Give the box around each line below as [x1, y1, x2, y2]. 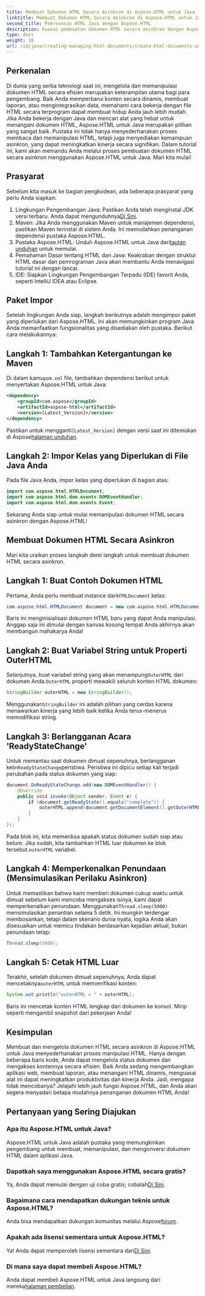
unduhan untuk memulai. [15, 245, 78, 252]
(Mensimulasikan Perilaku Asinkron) [6, 873, 148, 884]
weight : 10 [6, 37, 34, 43]
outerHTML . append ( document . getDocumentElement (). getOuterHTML [38, 805, 201, 811]
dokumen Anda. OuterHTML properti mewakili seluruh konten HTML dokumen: [6, 677, 198, 685]
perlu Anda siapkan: [6, 194, 57, 201]
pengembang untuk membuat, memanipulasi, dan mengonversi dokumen [6, 1145, 190, 1152]
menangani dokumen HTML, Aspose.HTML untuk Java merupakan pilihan [6, 121, 192, 128]
